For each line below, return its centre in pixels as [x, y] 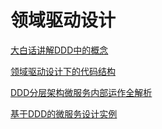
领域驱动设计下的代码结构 [63, 71]
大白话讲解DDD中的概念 [59, 50]
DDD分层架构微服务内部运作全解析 [81, 92]
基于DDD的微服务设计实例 [64, 113]
